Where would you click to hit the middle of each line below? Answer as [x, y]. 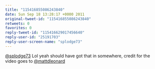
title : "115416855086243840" [35, 10]
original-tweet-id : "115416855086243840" [48, 19]
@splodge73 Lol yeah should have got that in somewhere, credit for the [77, 56]
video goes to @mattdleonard [35, 61]
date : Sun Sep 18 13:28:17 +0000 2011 [45, 14]
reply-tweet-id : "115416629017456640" [45, 33]
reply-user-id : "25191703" [33, 37]
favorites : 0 [18, 28]
